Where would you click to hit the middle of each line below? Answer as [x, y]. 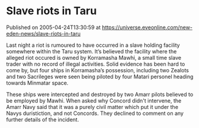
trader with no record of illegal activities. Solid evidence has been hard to [96, 64]
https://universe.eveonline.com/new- [147, 27]
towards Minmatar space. [37, 83]
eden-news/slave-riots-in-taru [43, 33]
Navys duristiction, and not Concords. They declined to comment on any [95, 113]
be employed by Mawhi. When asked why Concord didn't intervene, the [94, 100]
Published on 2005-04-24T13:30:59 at [53, 27]
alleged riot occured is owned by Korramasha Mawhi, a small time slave [94, 57]
